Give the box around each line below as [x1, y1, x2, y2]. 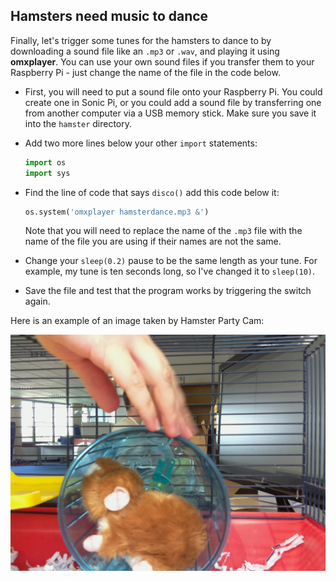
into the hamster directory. [24, 117, 133, 129]
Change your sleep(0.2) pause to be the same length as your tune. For [24, 255, 318, 267]
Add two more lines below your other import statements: [24, 137, 258, 149]
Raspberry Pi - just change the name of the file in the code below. [10, 66, 281, 78]
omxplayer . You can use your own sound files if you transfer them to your [10, 55, 315, 68]
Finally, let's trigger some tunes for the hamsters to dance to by [10, 34, 272, 46]
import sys [24, 168, 71, 178]
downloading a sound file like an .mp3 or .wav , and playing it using [10, 45, 280, 57]
